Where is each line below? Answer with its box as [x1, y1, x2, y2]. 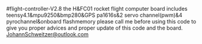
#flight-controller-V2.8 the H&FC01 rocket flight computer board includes [6, 5, 188, 12]
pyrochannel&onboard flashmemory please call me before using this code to [6, 18, 197, 25]
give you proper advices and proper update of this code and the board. [6, 24, 183, 31]
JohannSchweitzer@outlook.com [6, 31, 89, 38]
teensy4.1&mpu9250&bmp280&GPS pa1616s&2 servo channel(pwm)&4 [6, 11, 183, 19]
